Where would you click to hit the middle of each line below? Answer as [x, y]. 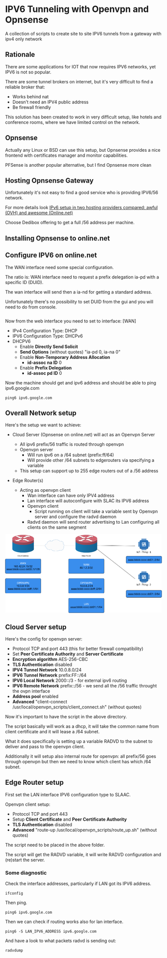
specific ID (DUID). [24, 282]
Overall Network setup [41, 413]
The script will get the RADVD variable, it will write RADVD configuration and [83, 854]
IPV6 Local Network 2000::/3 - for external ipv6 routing [70, 680]
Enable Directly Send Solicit [49, 346]
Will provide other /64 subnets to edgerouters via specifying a [91, 460]
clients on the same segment [57, 527]
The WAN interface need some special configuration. [60, 267]
